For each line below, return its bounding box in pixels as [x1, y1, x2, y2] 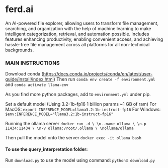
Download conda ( [5, 71, 44, 77]
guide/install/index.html [5, 76, 54, 82]
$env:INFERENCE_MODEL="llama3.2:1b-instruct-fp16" [5, 112, 114, 117]
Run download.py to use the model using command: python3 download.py [5, 157, 155, 163]
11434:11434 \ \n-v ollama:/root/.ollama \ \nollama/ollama [5, 126, 134, 131]
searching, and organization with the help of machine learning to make [5, 25, 151, 31]
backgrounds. [5, 47, 34, 53]
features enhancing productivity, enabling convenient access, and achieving [5, 36, 163, 42]
